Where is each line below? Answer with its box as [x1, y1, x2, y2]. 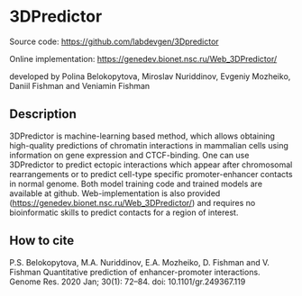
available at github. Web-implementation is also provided [9, 187, 221, 199]
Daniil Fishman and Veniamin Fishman [9, 80, 151, 91]
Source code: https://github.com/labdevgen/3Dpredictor [9, 36, 219, 47]
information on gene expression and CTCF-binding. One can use [9, 149, 250, 160]
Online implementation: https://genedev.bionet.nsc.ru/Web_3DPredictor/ [9, 53, 278, 64]
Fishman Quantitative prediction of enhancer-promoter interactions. [9, 266, 261, 277]
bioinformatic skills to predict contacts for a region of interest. [9, 207, 239, 218]
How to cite [9, 233, 75, 248]
